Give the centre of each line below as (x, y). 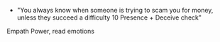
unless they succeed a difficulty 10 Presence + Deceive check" (109, 17)
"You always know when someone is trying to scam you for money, (115, 10)
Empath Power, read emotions (51, 31)
